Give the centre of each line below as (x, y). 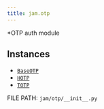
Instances (29, 54)
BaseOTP (28, 71)
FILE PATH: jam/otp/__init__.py (52, 98)
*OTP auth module (33, 33)
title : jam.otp (29, 13)
